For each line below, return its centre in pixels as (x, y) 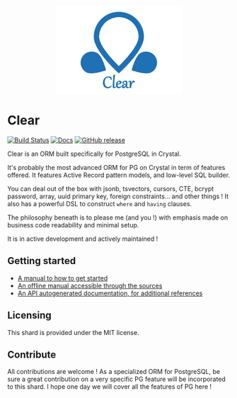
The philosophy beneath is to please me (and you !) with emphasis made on (118, 217)
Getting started (42, 261)
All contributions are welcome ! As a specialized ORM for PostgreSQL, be (114, 372)
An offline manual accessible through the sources (90, 285)
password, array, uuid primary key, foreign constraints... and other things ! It (118, 196)
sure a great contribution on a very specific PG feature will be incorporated (117, 379)
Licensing (29, 315)
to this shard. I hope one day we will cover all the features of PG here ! (110, 387)
